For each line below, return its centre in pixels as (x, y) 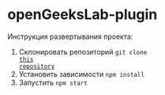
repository (37, 66)
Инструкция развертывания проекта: (70, 36)
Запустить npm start (53, 82)
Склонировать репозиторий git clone (83, 51)
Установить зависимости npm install (82, 74)
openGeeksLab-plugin (82, 15)
